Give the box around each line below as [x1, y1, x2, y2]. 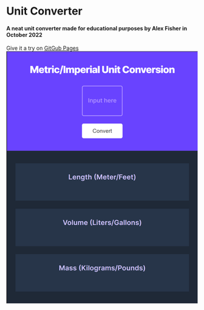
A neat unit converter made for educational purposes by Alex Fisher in [6, 24, 187, 32]
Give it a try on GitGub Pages [6, 44, 79, 52]
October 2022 [6, 31, 42, 38]
